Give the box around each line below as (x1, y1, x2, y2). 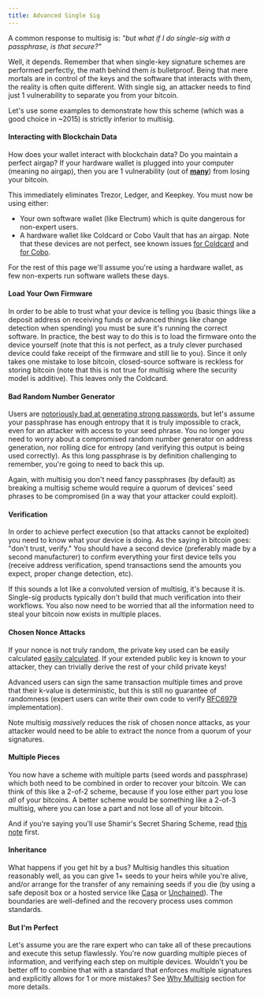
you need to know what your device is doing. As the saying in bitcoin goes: (8, 536, 251, 545)
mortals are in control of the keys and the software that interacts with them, (8, 73, 253, 83)
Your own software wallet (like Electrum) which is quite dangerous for (19, 214, 246, 223)
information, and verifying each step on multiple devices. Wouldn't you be (8, 957, 248, 966)
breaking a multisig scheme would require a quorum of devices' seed (8, 483, 233, 493)
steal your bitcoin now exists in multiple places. (8, 609, 162, 619)
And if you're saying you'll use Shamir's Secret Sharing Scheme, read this (8, 818, 247, 828)
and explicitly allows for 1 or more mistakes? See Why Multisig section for (8, 974, 247, 983)
